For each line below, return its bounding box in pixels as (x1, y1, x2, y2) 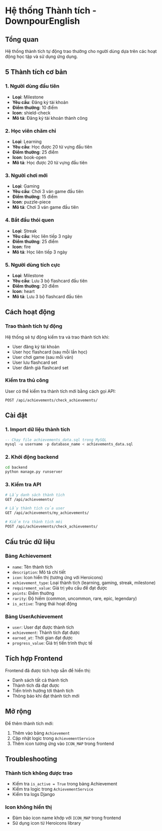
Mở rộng (5, 707, 32, 716)
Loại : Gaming (12, 183, 40, 189)
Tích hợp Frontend (5, 654, 63, 663)
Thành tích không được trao (5, 770, 73, 777)
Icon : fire (12, 244, 31, 249)
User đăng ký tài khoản (12, 343, 60, 349)
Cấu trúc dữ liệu (5, 538, 55, 546)
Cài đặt (5, 411, 28, 420)
